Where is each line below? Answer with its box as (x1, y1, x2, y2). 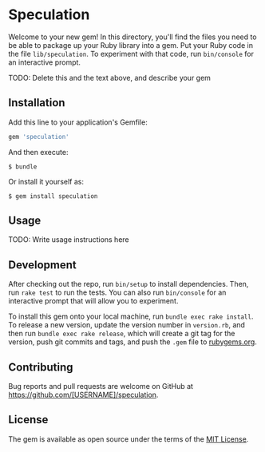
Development (8, 258, 77, 272)
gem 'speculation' (8, 133, 69, 141)
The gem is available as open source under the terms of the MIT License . (8, 434, 249, 444)
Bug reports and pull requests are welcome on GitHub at (8, 382, 194, 391)
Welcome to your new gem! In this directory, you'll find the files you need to (8, 32, 257, 42)
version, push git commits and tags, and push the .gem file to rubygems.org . (8, 337, 258, 347)
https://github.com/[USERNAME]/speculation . (8, 390, 159, 400)
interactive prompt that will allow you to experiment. (8, 296, 179, 306)
